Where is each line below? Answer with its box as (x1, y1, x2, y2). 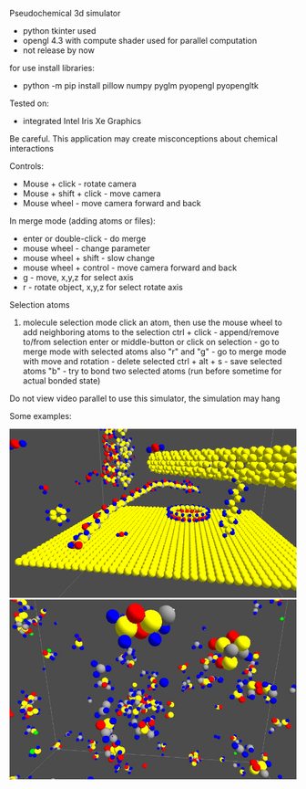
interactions (9, 143, 55, 153)
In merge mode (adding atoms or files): (9, 216, 157, 226)
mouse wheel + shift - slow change (22, 253, 155, 263)
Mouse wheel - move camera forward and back (22, 198, 202, 208)
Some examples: (9, 411, 72, 421)
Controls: (9, 161, 44, 172)
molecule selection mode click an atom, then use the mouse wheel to (22, 317, 282, 328)
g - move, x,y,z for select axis (22, 272, 134, 282)
